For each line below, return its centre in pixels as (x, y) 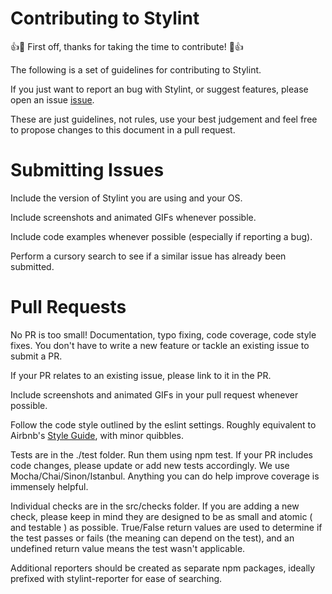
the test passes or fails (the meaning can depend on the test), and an (152, 538)
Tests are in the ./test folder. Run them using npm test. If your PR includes (161, 454)
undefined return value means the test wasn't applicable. (128, 548)
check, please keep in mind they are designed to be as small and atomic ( (161, 516)
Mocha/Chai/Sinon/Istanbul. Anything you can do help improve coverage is (165, 476)
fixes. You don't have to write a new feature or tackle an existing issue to (160, 345)
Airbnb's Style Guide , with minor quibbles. (97, 435)
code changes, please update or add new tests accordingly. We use (150, 465)
